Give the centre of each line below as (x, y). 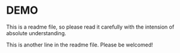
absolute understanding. (36, 33)
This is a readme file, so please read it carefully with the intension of (90, 27)
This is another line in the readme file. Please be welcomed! (80, 45)
